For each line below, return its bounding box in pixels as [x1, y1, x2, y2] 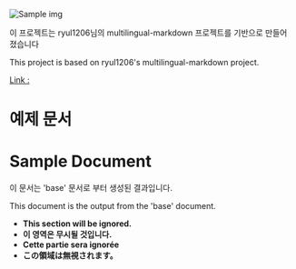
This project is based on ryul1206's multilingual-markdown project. [9, 57, 260, 67]
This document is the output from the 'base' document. [9, 201, 216, 212]
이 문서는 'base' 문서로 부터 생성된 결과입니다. [9, 183, 173, 194]
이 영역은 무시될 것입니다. [22, 229, 113, 240]
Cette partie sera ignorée [22, 239, 120, 250]
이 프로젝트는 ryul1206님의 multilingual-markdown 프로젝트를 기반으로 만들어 [9, 27, 288, 38]
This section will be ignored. [22, 218, 132, 229]
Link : [9, 75, 30, 85]
